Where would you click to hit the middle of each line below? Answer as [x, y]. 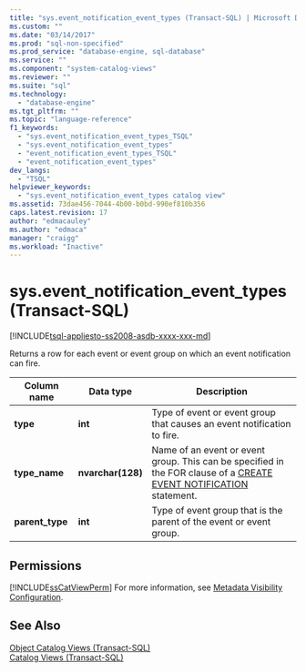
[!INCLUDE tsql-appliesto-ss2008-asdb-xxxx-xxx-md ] [110, 336]
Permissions [46, 565]
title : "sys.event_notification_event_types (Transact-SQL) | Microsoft [150, 18]
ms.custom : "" [36, 26]
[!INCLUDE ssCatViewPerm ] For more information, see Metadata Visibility [146, 587]
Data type [110, 392]
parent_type [41, 522]
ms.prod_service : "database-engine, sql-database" [107, 52]
